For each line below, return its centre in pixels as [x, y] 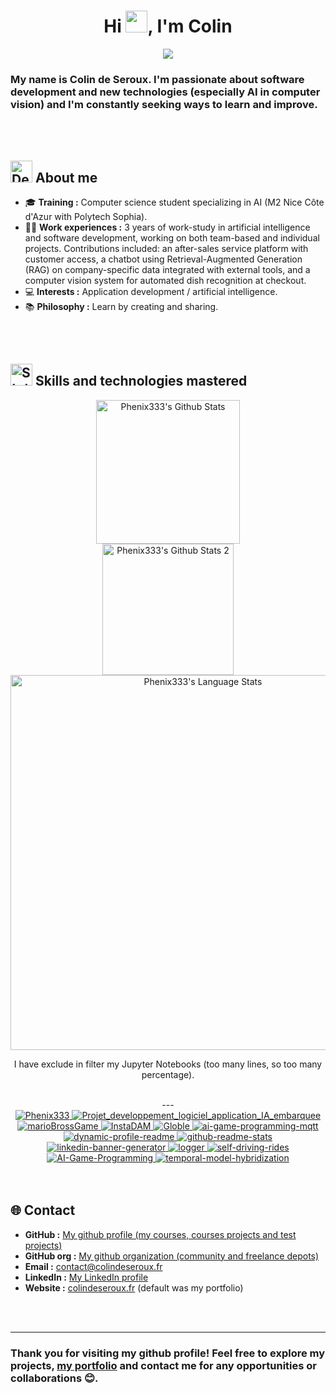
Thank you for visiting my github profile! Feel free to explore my [168, 1353]
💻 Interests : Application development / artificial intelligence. [151, 292]
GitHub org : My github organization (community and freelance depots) [172, 1256]
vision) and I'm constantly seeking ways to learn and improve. [164, 104]
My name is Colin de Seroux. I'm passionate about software [157, 79]
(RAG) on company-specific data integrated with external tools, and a [167, 270]
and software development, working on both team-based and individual [172, 238]
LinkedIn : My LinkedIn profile [86, 1277]
